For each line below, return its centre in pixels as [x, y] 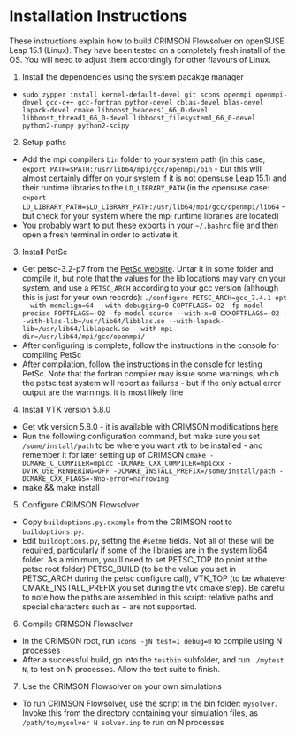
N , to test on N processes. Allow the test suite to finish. [121, 669]
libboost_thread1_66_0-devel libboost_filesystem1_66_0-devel [139, 118]
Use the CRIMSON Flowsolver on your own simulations [122, 686]
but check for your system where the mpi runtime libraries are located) [151, 215]
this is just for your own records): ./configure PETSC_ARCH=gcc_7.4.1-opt [154, 297]
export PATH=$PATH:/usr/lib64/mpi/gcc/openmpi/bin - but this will [142, 168]
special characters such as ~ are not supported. [109, 606]
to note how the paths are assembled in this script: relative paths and [148, 597]
